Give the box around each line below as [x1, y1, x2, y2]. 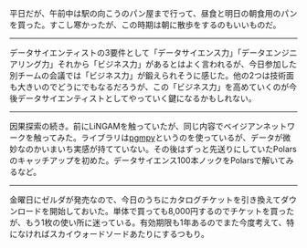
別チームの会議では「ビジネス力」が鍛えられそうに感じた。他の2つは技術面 [9, 70, 295, 80]
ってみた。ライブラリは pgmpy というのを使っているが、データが [40, 132, 283, 143]
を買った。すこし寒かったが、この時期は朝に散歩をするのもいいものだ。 [9, 19, 281, 30]
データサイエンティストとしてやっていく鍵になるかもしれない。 [16, 93, 257, 103]
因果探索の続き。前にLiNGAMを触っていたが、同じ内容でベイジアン [9, 121, 263, 131]
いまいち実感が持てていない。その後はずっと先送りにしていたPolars [40, 144, 297, 154]
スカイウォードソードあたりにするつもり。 [48, 229, 210, 239]
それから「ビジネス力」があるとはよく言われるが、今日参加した [57, 58, 298, 69]
